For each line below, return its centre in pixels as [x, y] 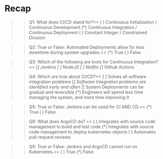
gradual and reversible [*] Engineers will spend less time [86, 92]
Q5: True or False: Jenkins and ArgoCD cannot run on [83, 146]
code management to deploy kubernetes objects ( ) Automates [92, 132]
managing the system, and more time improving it [79, 97]
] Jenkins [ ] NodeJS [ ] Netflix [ [69, 67]
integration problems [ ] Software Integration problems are [87, 82]
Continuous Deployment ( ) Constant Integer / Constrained [88, 32]
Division [37, 38]
